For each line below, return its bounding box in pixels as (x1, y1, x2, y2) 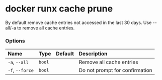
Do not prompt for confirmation (78, 67, 152, 74)
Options (5, 37, 25, 44)
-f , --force (8, 67, 34, 74)
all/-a (5, 24, 16, 30)
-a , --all (8, 58, 29, 65)
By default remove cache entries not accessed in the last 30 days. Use (5, 19, 152, 25)
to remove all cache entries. (17, 24, 75, 30)
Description (78, 50, 108, 57)
